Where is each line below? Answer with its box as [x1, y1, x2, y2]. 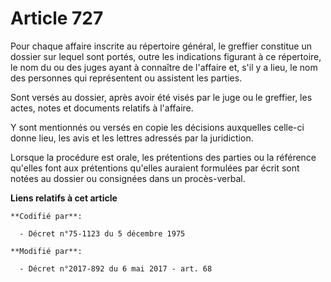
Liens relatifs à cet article [10, 192, 118, 204]
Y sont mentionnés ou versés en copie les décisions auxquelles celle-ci [10, 121, 305, 133]
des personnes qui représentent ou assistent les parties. [10, 72, 243, 84]
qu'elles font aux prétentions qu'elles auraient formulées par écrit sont [10, 162, 300, 174]
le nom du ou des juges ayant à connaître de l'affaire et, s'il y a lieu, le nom [10, 61, 318, 73]
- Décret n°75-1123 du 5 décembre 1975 [19, 228, 186, 239]
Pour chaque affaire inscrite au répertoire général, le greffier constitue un [10, 40, 313, 52]
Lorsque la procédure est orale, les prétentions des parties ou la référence [10, 151, 317, 163]
